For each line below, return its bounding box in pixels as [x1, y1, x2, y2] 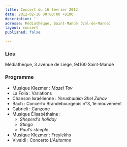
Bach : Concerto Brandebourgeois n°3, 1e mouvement [12, 100, 122, 106]
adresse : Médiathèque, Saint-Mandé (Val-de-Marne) [5, 21, 111, 26]
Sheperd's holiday [19, 116, 57, 122]
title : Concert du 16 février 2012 [5, 7, 78, 12]
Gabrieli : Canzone [12, 106, 50, 112]
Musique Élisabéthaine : [12, 111, 61, 117]
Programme [5, 74, 34, 81]
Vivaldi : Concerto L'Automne [12, 137, 71, 143]
